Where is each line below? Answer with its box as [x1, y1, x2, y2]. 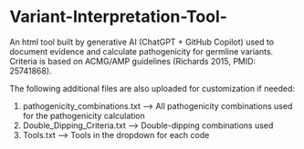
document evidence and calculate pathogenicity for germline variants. [9, 45, 274, 56]
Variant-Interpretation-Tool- [9, 6, 228, 27]
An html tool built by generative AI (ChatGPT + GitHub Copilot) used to [9, 36, 275, 47]
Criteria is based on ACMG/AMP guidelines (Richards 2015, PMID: [9, 55, 257, 66]
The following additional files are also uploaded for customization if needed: [9, 83, 295, 94]
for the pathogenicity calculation [22, 110, 145, 121]
